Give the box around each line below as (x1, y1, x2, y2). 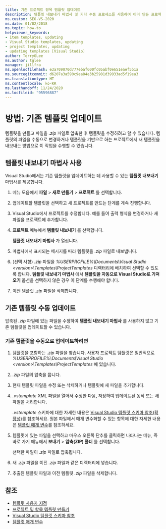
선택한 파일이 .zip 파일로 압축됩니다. (12, 449, 82, 455)
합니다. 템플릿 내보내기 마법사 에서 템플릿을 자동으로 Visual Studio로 (17, 271, 151, 277)
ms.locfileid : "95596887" (5, 90, 58, 95)
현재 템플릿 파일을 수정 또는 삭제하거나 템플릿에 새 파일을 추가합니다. (12, 382, 145, 388)
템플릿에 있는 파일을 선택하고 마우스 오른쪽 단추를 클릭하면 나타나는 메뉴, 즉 (12, 432, 158, 438)
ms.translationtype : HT (5, 76, 55, 81)
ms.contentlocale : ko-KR (5, 81, 56, 86)
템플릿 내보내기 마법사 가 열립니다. (12, 238, 78, 244)
